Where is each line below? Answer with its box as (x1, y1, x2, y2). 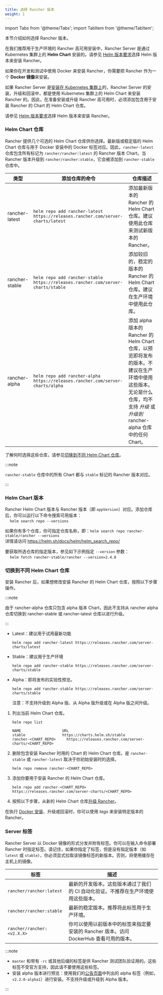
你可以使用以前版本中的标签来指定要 (68, 921, 151, 927)
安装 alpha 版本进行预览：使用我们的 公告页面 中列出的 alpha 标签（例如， (12, 970, 158, 976)
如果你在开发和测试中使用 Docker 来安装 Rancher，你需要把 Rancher (5, 68, 143, 73)
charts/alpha (33, 383, 64, 388)
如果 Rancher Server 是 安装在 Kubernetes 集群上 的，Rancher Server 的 (5, 84, 147, 90)
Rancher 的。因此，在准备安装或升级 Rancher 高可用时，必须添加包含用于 (5, 96, 153, 102)
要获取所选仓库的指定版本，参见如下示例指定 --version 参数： (5, 549, 130, 555)
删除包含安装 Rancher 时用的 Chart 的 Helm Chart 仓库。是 (12, 751, 130, 756)
